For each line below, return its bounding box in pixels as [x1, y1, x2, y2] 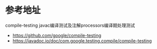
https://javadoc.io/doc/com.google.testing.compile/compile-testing [12, 37, 152, 43]
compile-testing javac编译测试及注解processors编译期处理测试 [5, 22, 135, 28]
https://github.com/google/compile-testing [12, 32, 102, 38]
